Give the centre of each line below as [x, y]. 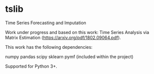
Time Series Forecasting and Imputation [46, 23]
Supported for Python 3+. [31, 66]
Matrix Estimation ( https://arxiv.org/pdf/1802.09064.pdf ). [63, 37]
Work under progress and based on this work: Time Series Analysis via [77, 32]
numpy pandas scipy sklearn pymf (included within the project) [69, 56]
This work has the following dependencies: [49, 47]
